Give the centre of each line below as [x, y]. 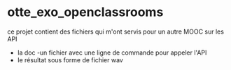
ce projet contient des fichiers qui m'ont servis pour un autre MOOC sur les [115, 31]
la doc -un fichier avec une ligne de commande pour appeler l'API [112, 52]
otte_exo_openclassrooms [85, 12]
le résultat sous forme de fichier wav [70, 59]
